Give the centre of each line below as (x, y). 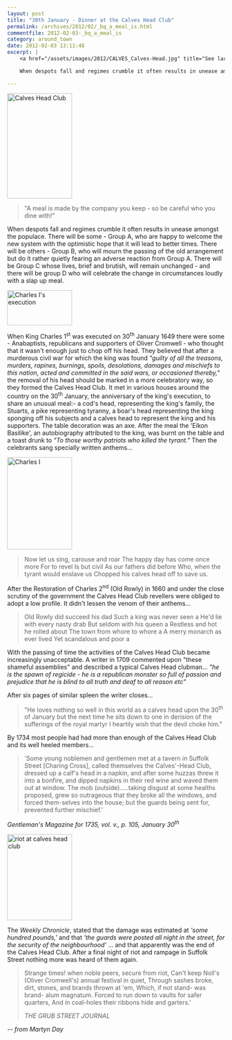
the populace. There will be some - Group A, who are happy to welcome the (115, 236)
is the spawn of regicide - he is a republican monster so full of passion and (114, 674)
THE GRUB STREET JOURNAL (67, 1016)
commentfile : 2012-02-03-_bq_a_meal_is (65, 33)
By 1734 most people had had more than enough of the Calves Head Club (112, 737)
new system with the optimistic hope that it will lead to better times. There (112, 244)
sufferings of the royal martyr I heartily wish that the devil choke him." (123, 724)
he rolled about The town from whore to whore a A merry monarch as (123, 631)
